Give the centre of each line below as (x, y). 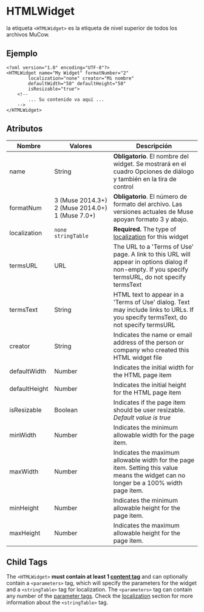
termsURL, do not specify (150, 277)
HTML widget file (138, 357)
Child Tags (27, 562)
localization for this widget (151, 236)
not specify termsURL (144, 325)
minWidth (23, 435)
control (123, 187)
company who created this (151, 349)
